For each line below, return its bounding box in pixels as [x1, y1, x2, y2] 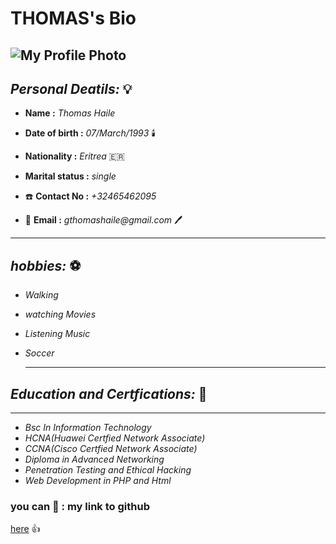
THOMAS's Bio [10, 7, 137, 30]
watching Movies [24, 308, 97, 321]
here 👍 [10, 523, 41, 535]
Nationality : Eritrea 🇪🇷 [24, 150, 125, 162]
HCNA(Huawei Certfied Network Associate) [24, 432, 206, 444]
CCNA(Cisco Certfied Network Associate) [24, 443, 198, 455]
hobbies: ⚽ [10, 257, 82, 274]
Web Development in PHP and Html [24, 475, 172, 487]
